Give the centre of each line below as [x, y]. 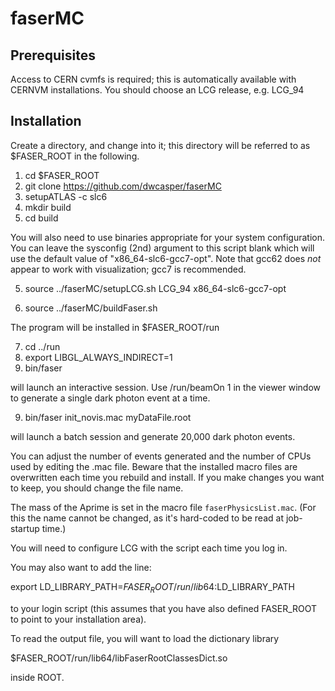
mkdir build [48, 207]
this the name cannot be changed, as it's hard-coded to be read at [147, 518]
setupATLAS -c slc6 [66, 196]
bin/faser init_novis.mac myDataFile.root [108, 417]
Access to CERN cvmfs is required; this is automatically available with [153, 79]
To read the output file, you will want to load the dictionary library [145, 638]
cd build [41, 218]
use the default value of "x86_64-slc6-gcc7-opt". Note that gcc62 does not [166, 258]
